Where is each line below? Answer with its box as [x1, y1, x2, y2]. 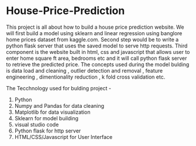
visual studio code [14, 121, 59, 128]
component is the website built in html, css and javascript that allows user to [6, 48, 190, 55]
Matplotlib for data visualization [14, 108, 91, 116]
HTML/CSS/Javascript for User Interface [14, 133, 113, 140]
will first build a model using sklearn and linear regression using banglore [6, 29, 183, 36]
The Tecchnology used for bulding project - [6, 84, 111, 91]
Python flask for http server [14, 127, 81, 134]
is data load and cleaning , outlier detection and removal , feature [6, 67, 163, 74]
